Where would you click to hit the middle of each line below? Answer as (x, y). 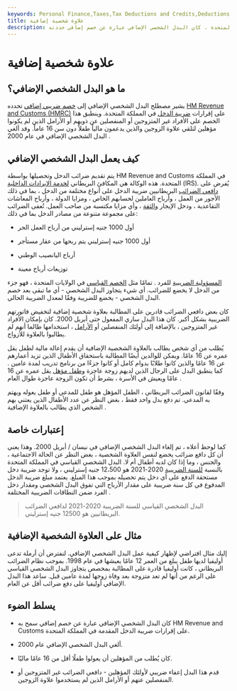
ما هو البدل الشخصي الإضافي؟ (66, 89)
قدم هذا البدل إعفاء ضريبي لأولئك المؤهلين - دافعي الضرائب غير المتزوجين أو (118, 672)
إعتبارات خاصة (35, 429)
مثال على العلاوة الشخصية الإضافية (75, 536)
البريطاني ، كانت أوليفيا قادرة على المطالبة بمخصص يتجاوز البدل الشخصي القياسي (115, 568)
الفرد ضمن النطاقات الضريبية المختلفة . (59, 492)
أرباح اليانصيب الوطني (46, 255)
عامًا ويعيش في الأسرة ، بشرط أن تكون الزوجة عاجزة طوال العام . (95, 378)
